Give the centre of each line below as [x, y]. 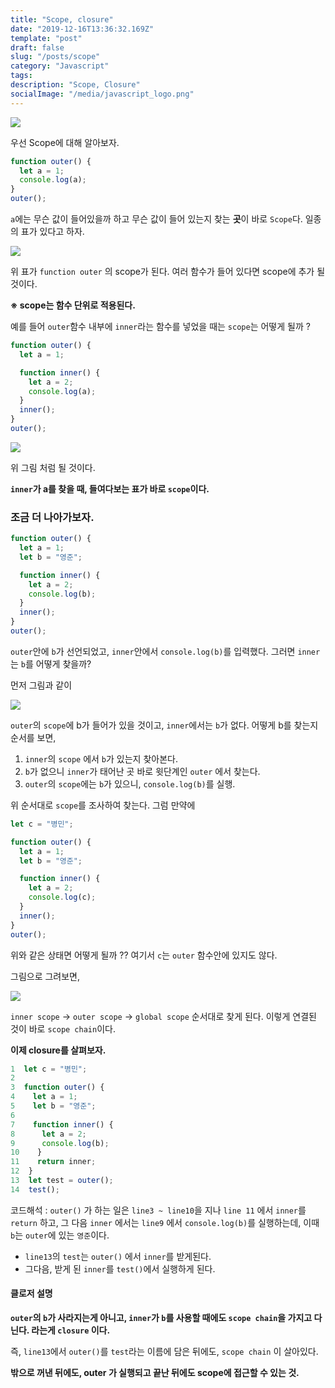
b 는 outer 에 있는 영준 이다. [60, 1235]
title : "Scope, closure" [62, 19]
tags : [21, 76]
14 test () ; [35, 1189]
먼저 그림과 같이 [41, 685]
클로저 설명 [31, 1293]
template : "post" [46, 38]
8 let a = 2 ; [48, 1134]
